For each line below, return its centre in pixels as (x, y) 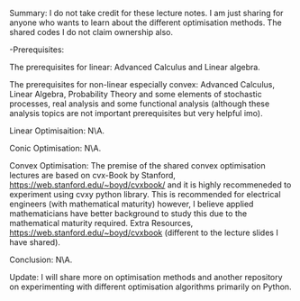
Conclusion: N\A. (41, 260)
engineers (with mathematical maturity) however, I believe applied (132, 204)
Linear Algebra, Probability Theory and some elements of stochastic (136, 94)
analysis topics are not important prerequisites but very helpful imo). (136, 113)
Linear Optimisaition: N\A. (57, 131)
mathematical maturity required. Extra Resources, (101, 223)
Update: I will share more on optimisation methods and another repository (146, 277)
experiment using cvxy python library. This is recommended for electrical (145, 194)
